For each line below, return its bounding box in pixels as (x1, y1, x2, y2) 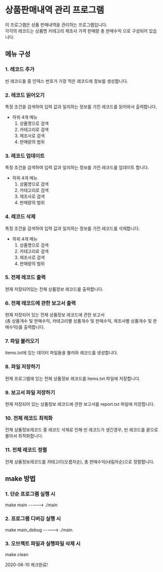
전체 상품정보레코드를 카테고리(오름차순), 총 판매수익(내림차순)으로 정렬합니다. (5, 459, 155, 465)
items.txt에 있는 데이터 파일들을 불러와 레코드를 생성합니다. (5, 350, 118, 356)
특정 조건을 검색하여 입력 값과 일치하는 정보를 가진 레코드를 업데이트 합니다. (5, 165, 149, 171)
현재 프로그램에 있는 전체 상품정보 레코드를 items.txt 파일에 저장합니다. (5, 375, 141, 381)
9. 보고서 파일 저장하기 (5, 389, 55, 396)
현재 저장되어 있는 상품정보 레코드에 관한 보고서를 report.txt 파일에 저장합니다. (5, 401, 155, 407)
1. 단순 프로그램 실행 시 (5, 490, 55, 497)
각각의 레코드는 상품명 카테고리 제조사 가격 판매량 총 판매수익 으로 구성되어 (5, 28, 148, 34)
